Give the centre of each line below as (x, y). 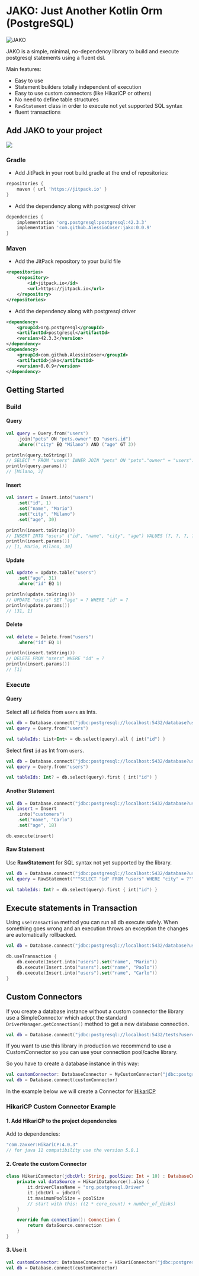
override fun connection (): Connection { (68, 1220)
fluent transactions (38, 112)
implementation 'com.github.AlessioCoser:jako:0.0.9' (84, 228)
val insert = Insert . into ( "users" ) (50, 498)
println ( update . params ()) (38, 605)
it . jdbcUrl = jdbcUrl (54, 1193)
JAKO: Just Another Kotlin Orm (84, 11)
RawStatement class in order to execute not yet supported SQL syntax (99, 105)
